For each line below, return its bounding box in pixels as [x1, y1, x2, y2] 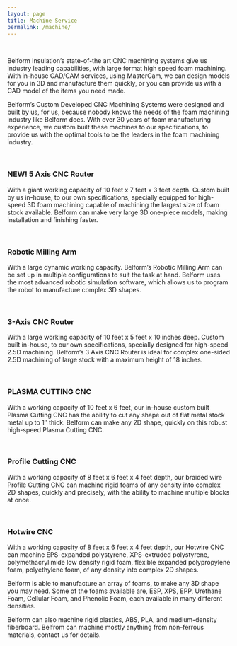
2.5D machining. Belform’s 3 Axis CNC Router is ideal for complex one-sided [7, 348, 231, 357]
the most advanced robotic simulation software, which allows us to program [7, 277, 229, 287]
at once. [7, 495, 32, 504]
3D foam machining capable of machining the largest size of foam [27, 200, 219, 209]
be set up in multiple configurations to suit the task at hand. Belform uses [7, 270, 221, 279]
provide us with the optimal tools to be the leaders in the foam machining [7, 130, 220, 139]
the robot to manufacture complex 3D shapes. [7, 285, 141, 294]
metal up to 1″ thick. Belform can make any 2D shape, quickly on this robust [7, 418, 228, 427]
